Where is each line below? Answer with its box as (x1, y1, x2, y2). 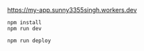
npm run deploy (7, 37, 51, 44)
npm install (7, 19, 42, 26)
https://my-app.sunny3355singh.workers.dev (7, 6, 137, 14)
